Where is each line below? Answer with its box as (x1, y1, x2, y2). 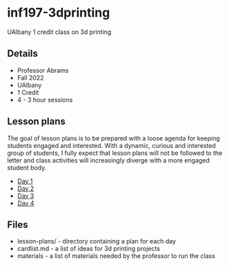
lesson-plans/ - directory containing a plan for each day (17, 237, 177, 246)
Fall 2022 (17, 73, 44, 82)
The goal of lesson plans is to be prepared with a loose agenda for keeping (7, 133, 221, 142)
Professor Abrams (17, 66, 69, 74)
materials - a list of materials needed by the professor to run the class (17, 252, 216, 260)
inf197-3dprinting (7, 5, 110, 21)
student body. (7, 163, 47, 172)
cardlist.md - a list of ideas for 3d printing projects (17, 244, 161, 253)
